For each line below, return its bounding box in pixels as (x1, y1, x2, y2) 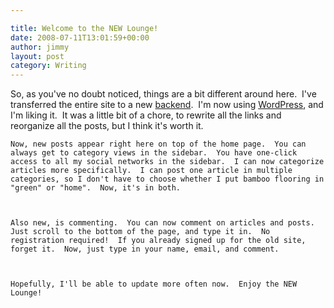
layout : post (10, 51, 65, 61)
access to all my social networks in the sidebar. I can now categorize (10, 157, 325, 167)
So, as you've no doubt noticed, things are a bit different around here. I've (10, 88, 317, 100)
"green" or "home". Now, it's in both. (10, 183, 182, 193)
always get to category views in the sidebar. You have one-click (10, 148, 298, 158)
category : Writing (10, 61, 87, 71)
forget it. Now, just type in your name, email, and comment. (10, 244, 280, 255)
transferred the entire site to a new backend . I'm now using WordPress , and (10, 99, 324, 111)
